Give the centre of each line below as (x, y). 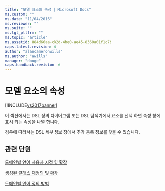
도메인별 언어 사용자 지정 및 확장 (36, 162)
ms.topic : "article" (27, 38)
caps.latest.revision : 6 (31, 47)
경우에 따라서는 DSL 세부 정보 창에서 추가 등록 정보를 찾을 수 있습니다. (73, 132)
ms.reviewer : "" (22, 24)
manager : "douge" (23, 61)
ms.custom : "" (20, 14)
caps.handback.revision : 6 (33, 65)
